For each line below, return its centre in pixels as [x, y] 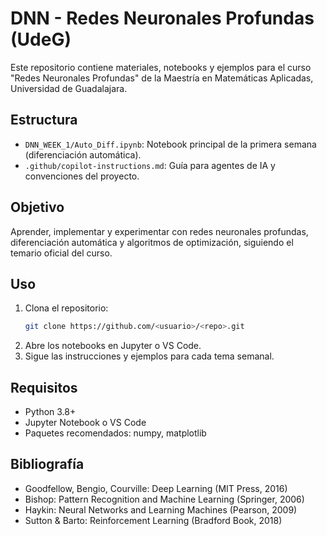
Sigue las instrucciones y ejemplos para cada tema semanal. [149, 356]
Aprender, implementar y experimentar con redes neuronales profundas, [159, 231]
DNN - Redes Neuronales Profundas [162, 18]
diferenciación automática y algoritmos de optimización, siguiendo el [152, 242]
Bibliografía [47, 464]
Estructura [44, 120]
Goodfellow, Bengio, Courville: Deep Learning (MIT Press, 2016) [156, 488]
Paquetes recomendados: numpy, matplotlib [115, 433]
